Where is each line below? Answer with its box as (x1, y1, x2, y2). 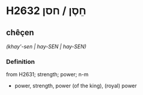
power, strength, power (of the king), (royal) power (14, 82, 137, 89)
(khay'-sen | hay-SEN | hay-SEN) (6, 43, 87, 50)
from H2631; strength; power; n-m (6, 71, 89, 78)
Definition (6, 57, 35, 66)
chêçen (6, 28, 34, 38)
